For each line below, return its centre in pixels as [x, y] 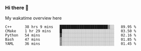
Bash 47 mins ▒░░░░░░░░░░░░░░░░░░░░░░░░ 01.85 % [71, 40]
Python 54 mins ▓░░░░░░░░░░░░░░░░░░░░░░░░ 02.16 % [71, 36]
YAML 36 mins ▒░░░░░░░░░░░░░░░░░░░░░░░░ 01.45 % [71, 44]
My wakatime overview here [33, 18]
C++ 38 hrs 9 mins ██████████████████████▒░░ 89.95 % [71, 27]
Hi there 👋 [17, 8]
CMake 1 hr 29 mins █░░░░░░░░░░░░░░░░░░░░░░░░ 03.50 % [71, 31]
